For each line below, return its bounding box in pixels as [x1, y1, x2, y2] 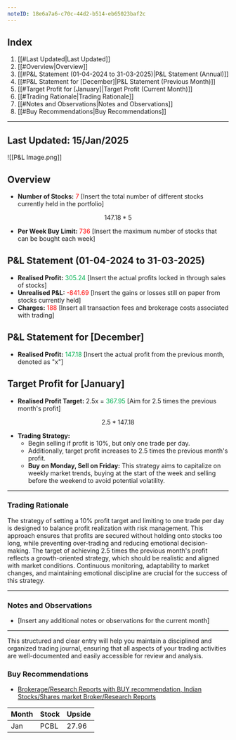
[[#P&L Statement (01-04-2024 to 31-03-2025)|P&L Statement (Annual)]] [17, 70, 229, 78]
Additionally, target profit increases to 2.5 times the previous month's [27, 446, 228, 455]
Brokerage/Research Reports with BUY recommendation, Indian [17, 685, 202, 694]
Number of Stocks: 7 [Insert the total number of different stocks [17, 192, 204, 201]
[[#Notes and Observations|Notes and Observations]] [17, 100, 173, 108]
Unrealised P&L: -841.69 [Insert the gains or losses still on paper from [17, 288, 221, 296]
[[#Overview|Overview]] [17, 63, 88, 71]
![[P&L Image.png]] [7, 153, 62, 162]
